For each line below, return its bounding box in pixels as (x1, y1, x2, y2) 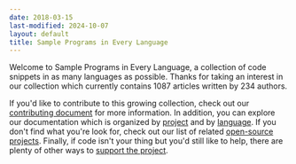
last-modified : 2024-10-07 (9, 21, 109, 30)
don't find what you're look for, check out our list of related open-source (9, 126, 274, 137)
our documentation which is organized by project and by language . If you (9, 117, 277, 128)
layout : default (9, 29, 69, 38)
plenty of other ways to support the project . (9, 145, 168, 156)
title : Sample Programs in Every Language (9, 37, 168, 47)
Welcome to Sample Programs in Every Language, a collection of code (9, 62, 267, 73)
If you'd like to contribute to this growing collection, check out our (9, 98, 250, 109)
